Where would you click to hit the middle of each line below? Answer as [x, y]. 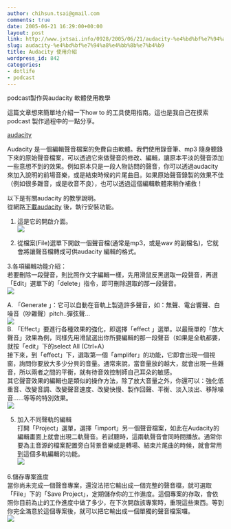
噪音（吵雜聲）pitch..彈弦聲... [49, 313]
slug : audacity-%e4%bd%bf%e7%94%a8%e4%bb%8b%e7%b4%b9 [86, 45]
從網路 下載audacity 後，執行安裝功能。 [63, 207]
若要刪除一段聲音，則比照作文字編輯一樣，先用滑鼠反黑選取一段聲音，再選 [112, 275]
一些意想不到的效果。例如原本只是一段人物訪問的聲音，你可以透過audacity [113, 167]
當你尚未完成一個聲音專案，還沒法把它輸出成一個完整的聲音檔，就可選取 [109, 486]
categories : [24, 65]
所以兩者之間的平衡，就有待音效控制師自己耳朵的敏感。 [97, 372]
